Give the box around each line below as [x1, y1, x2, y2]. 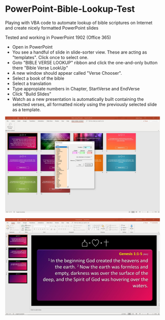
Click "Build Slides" [12, 91, 52, 97]
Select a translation [12, 80, 52, 87]
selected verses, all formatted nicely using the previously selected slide [12, 101, 157, 107]
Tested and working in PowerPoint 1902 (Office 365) [5, 34, 111, 40]
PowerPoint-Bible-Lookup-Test [5, 3, 135, 15]
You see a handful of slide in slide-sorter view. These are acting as [12, 49, 147, 55]
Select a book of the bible [12, 75, 65, 81]
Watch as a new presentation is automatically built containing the [12, 96, 144, 102]
